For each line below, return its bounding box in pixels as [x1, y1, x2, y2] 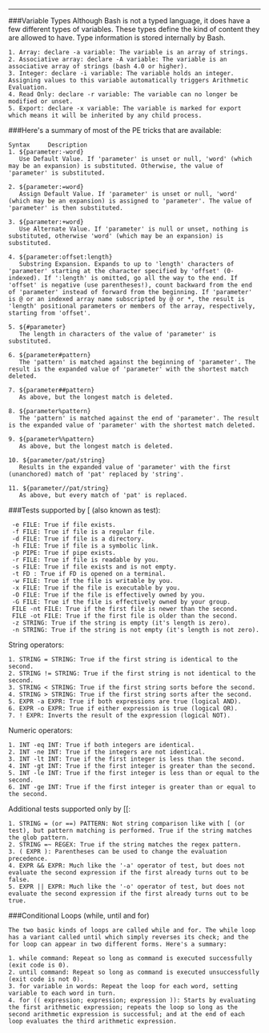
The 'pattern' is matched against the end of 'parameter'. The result [18, 414, 260, 422]
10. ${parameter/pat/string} [8, 456, 106, 464]
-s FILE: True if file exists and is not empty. [11, 563, 178, 571]
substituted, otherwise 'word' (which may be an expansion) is [8, 232, 224, 240]
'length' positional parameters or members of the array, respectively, [8, 302, 256, 310]
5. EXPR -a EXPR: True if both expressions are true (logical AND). [8, 697, 242, 705]
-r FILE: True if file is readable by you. [11, 556, 159, 564]
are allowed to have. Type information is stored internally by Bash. [8, 33, 226, 42]
